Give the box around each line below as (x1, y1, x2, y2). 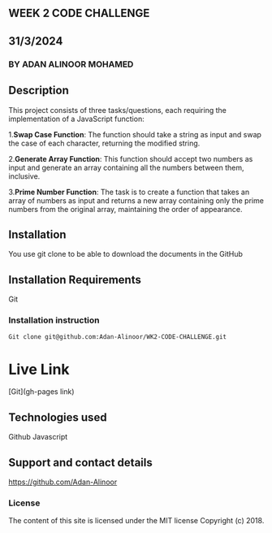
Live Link (8, 360, 71, 379)
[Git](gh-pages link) (8, 387, 75, 396)
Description (8, 84, 69, 97)
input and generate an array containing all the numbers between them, (8, 162, 244, 172)
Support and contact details (8, 455, 153, 470)
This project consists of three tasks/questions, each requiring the (8, 105, 227, 115)
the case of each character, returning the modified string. (8, 138, 201, 148)
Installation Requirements (8, 272, 142, 287)
